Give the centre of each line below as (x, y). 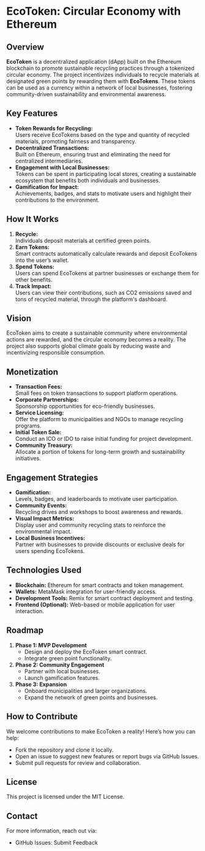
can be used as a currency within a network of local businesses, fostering (99, 88)
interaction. (29, 611)
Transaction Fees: (39, 387)
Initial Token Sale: (38, 432)
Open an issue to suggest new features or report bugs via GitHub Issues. (107, 756)
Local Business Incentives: (50, 538)
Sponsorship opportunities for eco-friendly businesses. (85, 406)
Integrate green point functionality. (68, 658)
